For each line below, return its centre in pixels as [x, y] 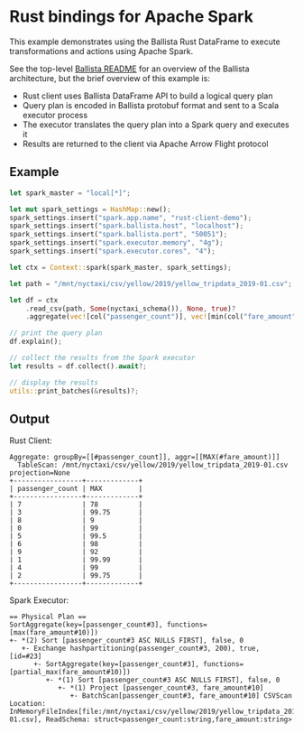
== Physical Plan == [48, 617]
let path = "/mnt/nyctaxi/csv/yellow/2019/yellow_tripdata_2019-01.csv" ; [151, 283]
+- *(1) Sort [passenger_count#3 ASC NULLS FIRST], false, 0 [163, 680]
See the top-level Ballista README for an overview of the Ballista [129, 69]
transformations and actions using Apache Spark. [101, 51]
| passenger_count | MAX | [76, 489]
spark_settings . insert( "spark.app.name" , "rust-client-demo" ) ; [131, 218]
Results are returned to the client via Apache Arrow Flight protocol [145, 144]
